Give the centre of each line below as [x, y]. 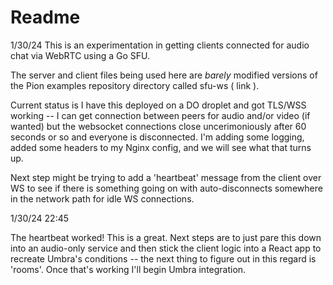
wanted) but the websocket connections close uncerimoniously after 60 [158, 126]
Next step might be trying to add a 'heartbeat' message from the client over [166, 177]
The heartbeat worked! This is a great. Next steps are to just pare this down [166, 237]
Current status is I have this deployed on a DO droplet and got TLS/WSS [158, 105]
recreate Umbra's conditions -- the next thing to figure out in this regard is [163, 258]
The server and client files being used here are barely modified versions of [164, 75]
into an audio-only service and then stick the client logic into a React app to [166, 248]
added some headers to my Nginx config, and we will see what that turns [161, 147]
